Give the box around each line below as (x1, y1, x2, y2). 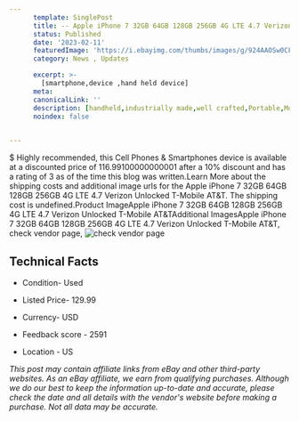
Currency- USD (21, 312, 79, 322)
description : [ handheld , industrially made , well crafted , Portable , (32, 103, 285, 112)
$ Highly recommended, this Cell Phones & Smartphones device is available (9, 152, 287, 163)
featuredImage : (32, 46, 90, 55)
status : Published (32, 29, 101, 38)
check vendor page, (9, 228, 83, 239)
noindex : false (32, 112, 90, 121)
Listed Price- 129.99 (21, 295, 96, 305)
